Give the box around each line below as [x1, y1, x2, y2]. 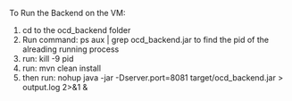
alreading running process [21, 44, 120, 55]
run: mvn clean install [21, 63, 101, 73]
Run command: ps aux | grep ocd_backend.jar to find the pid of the [21, 35, 270, 45]
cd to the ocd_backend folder [21, 25, 131, 35]
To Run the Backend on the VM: [9, 8, 126, 18]
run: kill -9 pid [21, 54, 74, 63]
